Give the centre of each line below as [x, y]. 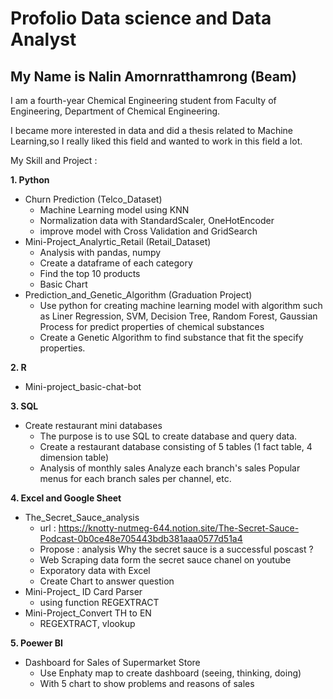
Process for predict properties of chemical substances [152, 326]
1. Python [30, 180]
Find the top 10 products [90, 273]
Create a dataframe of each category [116, 263]
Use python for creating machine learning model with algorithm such [181, 305]
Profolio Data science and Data [141, 18]
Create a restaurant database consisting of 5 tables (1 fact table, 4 [176, 446]
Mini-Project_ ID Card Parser [83, 591]
